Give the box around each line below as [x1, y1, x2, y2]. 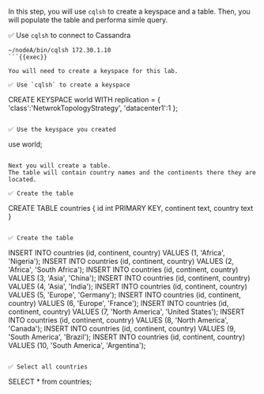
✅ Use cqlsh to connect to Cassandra [8, 31, 131, 40]
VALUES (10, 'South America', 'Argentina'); [8, 341, 146, 350]
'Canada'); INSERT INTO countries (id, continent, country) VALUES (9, [8, 324, 236, 333]
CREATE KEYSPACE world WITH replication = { [8, 95, 160, 104]
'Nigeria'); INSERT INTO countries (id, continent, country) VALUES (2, [8, 257, 235, 266]
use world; [8, 140, 43, 149]
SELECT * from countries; [8, 377, 92, 386]
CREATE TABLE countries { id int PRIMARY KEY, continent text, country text [8, 204, 254, 212]
